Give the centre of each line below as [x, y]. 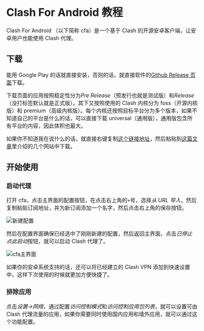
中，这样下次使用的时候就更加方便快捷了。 [59, 275]
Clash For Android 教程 [65, 12]
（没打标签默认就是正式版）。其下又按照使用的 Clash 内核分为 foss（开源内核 [102, 103]
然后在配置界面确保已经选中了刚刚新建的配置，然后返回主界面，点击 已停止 [99, 234]
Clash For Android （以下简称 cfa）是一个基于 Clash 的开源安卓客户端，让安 [101, 30]
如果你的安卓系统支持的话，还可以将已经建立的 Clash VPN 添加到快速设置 [98, 267]
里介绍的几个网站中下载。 [44, 146]
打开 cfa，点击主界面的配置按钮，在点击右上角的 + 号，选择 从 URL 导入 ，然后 [102, 200]
